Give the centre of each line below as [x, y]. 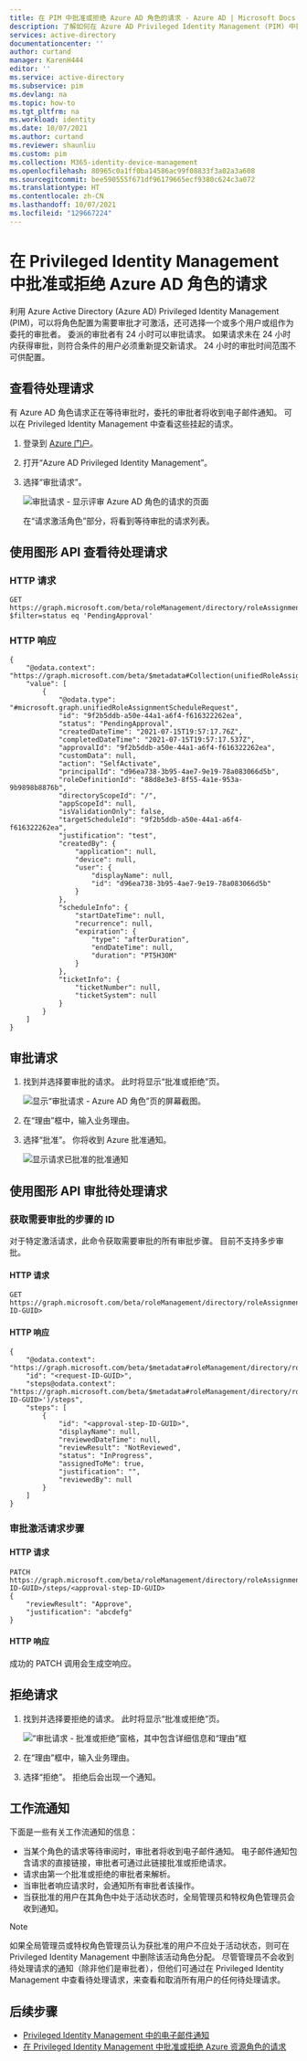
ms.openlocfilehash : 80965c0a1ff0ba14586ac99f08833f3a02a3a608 [132, 171]
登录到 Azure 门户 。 [60, 443]
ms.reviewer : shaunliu [53, 145]
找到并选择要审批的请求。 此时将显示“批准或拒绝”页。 [124, 1082]
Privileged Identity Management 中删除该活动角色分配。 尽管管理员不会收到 [152, 1957]
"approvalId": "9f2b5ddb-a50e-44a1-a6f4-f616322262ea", [167, 748]
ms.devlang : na [38, 94]
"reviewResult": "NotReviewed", [120, 1448]
